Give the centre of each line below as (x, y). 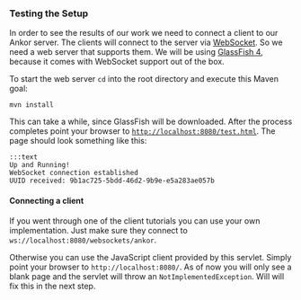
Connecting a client (47, 200)
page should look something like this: (78, 141)
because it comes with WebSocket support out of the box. (117, 62)
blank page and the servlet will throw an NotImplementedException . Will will (147, 276)
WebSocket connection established (74, 173)
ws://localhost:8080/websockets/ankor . (83, 240)
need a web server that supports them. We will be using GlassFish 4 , (136, 52)
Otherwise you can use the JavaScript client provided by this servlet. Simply (150, 257)
